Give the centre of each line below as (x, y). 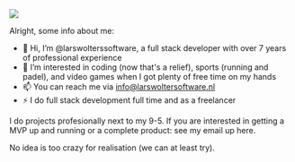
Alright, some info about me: (62, 31)
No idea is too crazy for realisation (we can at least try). (112, 148)
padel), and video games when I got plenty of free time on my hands (149, 77)
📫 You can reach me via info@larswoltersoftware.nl (119, 87)
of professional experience (72, 58)
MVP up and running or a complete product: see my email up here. (133, 130)
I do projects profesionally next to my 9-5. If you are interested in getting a (147, 121)
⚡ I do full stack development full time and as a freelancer (129, 100)
